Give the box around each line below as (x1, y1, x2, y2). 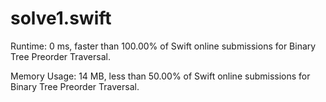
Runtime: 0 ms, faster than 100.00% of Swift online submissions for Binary (10, 40, 317, 52)
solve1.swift (10, 7, 112, 30)
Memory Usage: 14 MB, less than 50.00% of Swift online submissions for (10, 70, 311, 82)
